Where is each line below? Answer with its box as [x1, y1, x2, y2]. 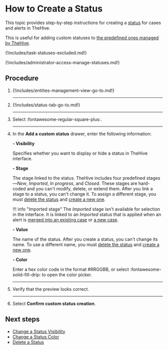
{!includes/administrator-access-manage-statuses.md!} [5, 59, 120, 65]
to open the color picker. [41, 272, 92, 278]
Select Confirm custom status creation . [12, 300, 96, 306]
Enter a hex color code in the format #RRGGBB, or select [12, 266, 129, 272]
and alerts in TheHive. [5, 25, 50, 31]
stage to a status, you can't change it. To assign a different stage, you [12, 191, 156, 197]
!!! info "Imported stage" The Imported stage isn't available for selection [12, 206, 160, 212]
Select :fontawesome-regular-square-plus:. [12, 116, 102, 122]
